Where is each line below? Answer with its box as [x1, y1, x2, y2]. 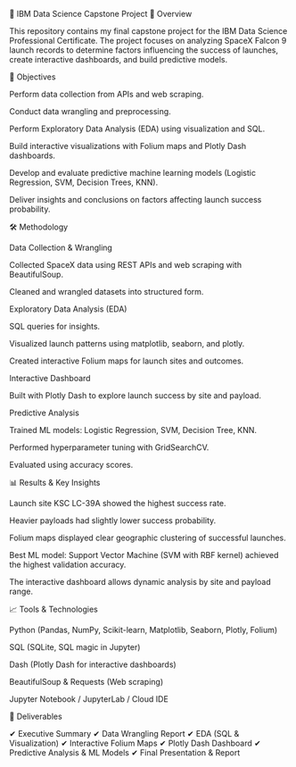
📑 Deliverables [9, 711, 62, 721]
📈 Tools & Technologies [9, 604, 98, 614]
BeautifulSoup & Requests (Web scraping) [9, 677, 163, 687]
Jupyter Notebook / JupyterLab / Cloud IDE [9, 694, 169, 704]
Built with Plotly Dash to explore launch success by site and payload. [9, 390, 261, 401]
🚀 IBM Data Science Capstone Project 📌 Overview [9, 9, 193, 19]
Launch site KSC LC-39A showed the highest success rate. [9, 498, 226, 508]
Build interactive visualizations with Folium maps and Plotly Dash [9, 141, 247, 151]
